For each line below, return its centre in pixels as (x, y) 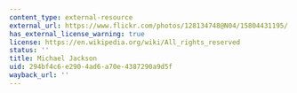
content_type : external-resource (71, 17)
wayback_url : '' (39, 75)
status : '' (29, 50)
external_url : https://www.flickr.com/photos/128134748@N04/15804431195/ (149, 26)
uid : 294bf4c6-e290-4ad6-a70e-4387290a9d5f (91, 67)
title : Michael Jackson (53, 58)
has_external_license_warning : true (77, 34)
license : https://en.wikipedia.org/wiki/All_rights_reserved (125, 42)
